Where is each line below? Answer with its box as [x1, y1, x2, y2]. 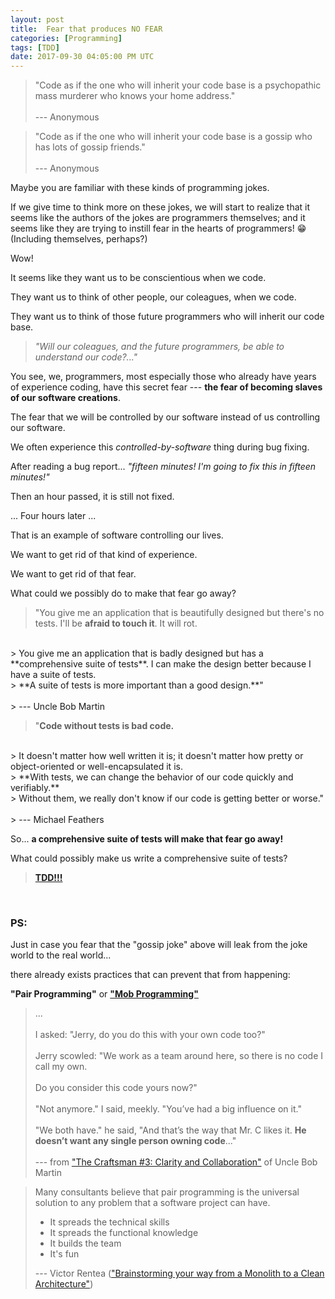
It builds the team [49, 1237, 122, 1250]
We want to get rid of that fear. [10, 568, 137, 580]
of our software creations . [10, 392, 121, 404]
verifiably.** [10, 782, 60, 794]
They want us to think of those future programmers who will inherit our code [10, 311, 325, 323]
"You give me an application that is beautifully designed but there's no [34, 607, 325, 619]
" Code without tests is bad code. [34, 720, 175, 732]
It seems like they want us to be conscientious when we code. [10, 272, 267, 284]
